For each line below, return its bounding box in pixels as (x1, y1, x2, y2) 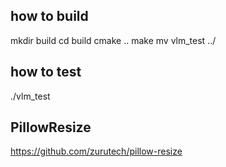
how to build (10, 8, 89, 25)
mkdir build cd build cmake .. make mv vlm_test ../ (10, 34, 217, 46)
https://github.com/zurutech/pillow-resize (10, 145, 183, 158)
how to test (10, 64, 82, 81)
